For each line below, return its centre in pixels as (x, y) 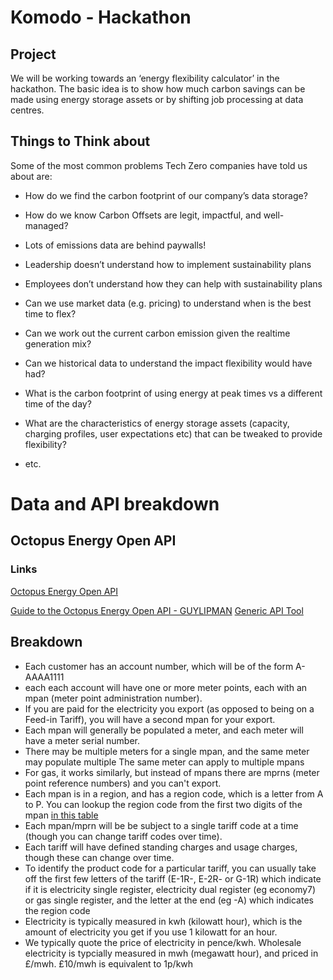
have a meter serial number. (82, 740)
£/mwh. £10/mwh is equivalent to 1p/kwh (109, 963)
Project (33, 54)
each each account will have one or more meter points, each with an (166, 687)
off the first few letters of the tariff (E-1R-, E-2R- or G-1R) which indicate (173, 878)
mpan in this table (61, 815)
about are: (31, 176)
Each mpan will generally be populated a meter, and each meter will (164, 730)
